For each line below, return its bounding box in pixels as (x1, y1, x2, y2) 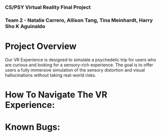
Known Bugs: (5, 122, 60, 133)
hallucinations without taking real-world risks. (5, 72, 96, 78)
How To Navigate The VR (5, 89, 107, 100)
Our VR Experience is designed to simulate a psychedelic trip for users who (5, 57, 157, 62)
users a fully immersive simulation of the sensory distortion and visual (5, 67, 145, 73)
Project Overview (5, 41, 77, 52)
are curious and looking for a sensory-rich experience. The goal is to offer (5, 62, 153, 68)
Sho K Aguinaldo (5, 23, 45, 30)
